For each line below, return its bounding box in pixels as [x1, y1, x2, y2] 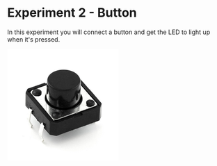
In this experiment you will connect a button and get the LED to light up [7, 28, 211, 36]
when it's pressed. [7, 35, 61, 43]
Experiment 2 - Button [7, 5, 137, 21]
